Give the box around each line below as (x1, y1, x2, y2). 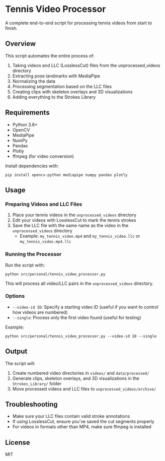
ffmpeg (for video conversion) (12, 153, 74, 159)
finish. (5, 25, 18, 31)
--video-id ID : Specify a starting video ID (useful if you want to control (12, 304, 159, 310)
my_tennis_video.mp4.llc (19, 239, 72, 244)
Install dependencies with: (5, 163, 59, 169)
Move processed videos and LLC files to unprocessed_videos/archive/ (12, 386, 157, 392)
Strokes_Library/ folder (12, 381, 62, 387)
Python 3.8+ (12, 122, 38, 128)
